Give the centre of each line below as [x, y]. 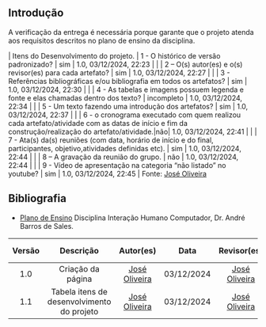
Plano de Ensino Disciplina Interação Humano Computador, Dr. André [132, 218]
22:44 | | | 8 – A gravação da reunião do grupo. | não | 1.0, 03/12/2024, [123, 157]
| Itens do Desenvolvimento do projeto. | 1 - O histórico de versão [114, 55]
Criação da [80, 268]
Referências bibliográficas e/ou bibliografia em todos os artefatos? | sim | [128, 81]
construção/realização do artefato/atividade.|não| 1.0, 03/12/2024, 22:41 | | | [133, 131]
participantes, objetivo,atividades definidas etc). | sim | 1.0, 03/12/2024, [125, 148]
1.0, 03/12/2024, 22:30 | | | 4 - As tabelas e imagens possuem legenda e [126, 89]
